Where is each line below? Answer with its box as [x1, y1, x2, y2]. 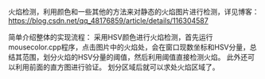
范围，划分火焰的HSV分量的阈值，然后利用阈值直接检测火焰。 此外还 [21, 53, 248, 61]
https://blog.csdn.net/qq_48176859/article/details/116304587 [8, 16, 208, 26]
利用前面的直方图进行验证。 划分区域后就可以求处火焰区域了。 [14, 62, 220, 72]
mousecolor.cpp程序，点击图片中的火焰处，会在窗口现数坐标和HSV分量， [8, 42, 251, 52]
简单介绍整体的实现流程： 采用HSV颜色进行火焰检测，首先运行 [8, 33, 213, 41]
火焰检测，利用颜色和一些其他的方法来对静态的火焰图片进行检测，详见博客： [8, 7, 259, 16]
